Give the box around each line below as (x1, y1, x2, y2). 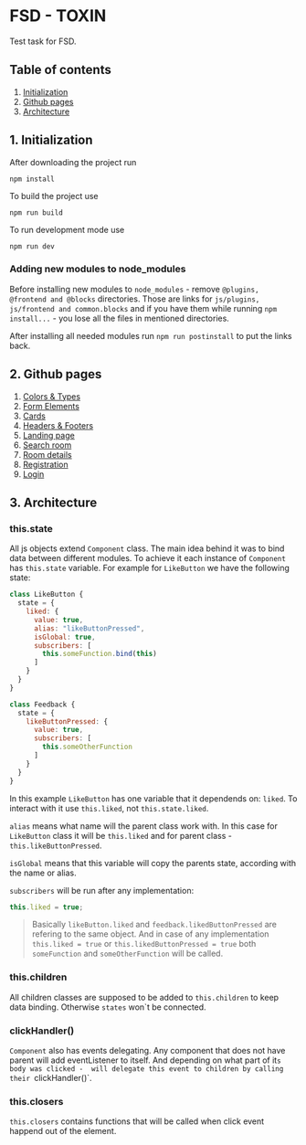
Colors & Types (22, 390, 80, 402)
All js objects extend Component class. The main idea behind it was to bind (9, 543, 285, 554)
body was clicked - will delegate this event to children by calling (9, 1065, 284, 1074)
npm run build (9, 207, 64, 217)
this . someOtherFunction (42, 742, 132, 752)
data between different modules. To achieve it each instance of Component (9, 553, 286, 564)
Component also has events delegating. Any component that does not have (9, 1045, 286, 1056)
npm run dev (9, 241, 55, 251)
